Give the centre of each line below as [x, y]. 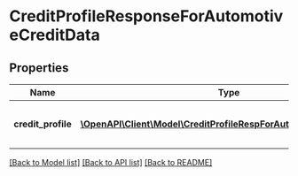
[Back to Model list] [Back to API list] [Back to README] [111, 162]
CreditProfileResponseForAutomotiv [146, 16]
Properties [39, 68]
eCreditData [55, 35]
